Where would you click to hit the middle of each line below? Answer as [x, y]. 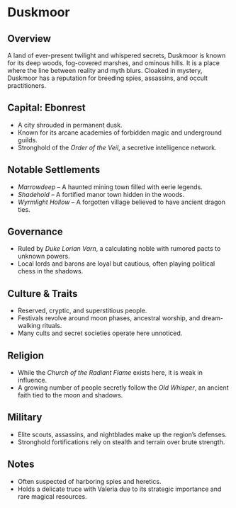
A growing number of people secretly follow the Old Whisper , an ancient [123, 388]
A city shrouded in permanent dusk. [70, 125]
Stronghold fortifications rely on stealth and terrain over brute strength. [121, 442]
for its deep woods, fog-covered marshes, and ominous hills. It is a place [113, 63]
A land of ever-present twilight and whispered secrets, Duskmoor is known [117, 55]
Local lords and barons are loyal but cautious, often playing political [116, 264]
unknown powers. [44, 256]
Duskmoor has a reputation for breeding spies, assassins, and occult [107, 78]
